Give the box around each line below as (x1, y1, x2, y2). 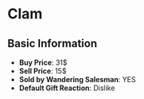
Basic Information (7, 37, 98, 50)
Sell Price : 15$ (18, 66, 67, 76)
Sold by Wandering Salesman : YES (18, 75, 136, 84)
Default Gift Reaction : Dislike (18, 83, 115, 93)
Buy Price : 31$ (18, 57, 68, 67)
